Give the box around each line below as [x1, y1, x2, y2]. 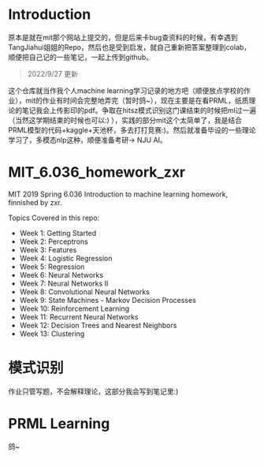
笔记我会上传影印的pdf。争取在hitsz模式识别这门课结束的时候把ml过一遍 [21, 105, 257, 115]
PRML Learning [8, 415, 110, 432]
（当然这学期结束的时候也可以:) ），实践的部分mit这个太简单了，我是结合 [8, 115, 243, 125]
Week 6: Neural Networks [19, 270, 104, 279]
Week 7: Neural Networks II [19, 278, 109, 288]
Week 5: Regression [19, 262, 85, 271]
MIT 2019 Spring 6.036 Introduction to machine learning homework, [8, 189, 229, 199]
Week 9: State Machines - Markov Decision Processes [19, 295, 197, 304]
